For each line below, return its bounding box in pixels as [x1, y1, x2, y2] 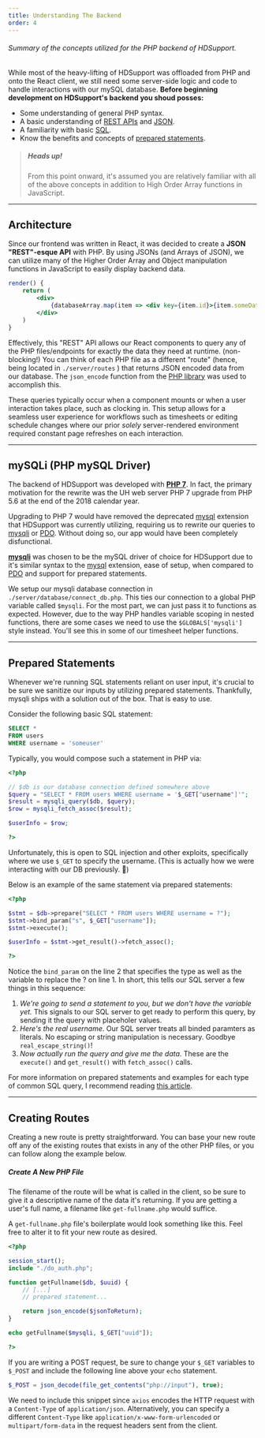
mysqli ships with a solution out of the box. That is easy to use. [8, 694, 213, 704]
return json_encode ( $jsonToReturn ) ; [22, 1307, 144, 1316]
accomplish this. [8, 379, 62, 389]
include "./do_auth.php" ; [8, 1264, 93, 1272]
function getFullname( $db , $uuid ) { [8, 1279, 129, 1287]
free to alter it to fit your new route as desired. [8, 1227, 158, 1237]
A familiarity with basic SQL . [19, 125, 112, 134]
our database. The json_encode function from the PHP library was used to [8, 372, 247, 381]
